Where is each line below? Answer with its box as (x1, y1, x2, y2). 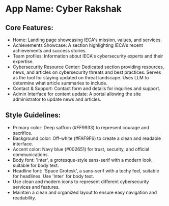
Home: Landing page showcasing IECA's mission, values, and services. (12, 37, 162, 43)
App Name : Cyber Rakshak (5, 3, 122, 15)
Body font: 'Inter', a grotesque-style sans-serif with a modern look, (12, 157, 153, 163)
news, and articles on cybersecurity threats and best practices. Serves (12, 69, 161, 75)
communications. (12, 151, 49, 158)
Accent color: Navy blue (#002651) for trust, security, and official (12, 146, 149, 152)
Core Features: (5, 23, 53, 32)
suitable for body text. (12, 162, 60, 168)
